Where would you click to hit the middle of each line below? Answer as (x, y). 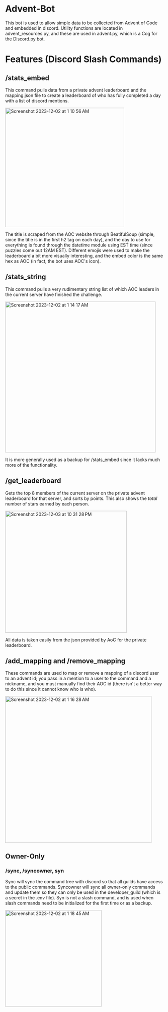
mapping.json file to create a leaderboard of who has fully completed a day (83, 95)
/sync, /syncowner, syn (35, 871)
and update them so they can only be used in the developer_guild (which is (83, 892)
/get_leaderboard (33, 481)
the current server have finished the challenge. (54, 294)
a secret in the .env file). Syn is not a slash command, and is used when (79, 898)
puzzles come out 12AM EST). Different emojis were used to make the (77, 250)
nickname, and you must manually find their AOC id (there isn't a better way (84, 684)
